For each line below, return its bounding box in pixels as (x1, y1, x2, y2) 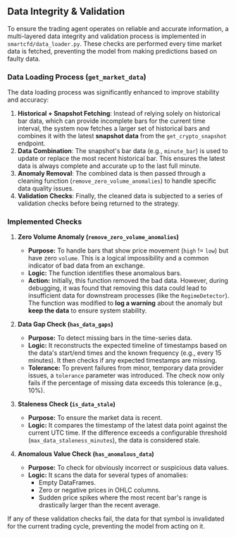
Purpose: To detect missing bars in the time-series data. (27, 334, 192, 342)
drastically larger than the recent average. (38, 501, 161, 509)
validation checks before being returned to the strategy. (17, 199, 180, 207)
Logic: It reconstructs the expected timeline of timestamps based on (27, 342, 228, 350)
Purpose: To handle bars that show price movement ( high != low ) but (27, 246, 229, 255)
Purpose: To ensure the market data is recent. (27, 414, 163, 422)
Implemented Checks (7, 217, 82, 227)
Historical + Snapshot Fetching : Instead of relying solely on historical (17, 109, 221, 118)
